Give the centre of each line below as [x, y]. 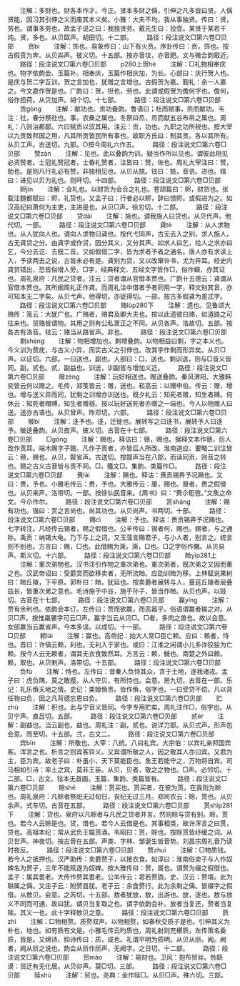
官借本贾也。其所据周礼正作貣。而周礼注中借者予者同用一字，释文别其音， [117, 287]
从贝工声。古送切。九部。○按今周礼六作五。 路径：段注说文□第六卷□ [117, 144]
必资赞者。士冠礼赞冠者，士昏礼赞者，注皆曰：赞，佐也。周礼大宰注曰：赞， [120, 162]
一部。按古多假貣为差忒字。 [185, 296]
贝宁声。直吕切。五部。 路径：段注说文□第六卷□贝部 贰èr [105, 716]
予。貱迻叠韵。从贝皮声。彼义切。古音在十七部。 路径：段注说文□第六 [117, 430]
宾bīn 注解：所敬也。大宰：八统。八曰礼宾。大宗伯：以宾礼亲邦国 [122, 743]
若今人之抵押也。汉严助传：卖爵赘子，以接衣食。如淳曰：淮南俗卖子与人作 [117, 859]
